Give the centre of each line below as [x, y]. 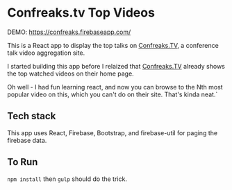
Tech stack [32, 116]
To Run [23, 162]
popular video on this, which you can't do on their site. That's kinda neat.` [113, 94]
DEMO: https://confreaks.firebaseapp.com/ [69, 32]
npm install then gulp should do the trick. [67, 179]
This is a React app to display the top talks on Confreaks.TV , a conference [113, 45]
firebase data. [27, 140]
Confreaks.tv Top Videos [81, 13]
